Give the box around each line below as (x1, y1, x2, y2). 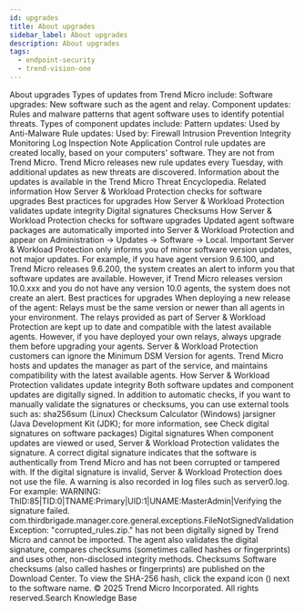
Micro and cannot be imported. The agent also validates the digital (9, 534, 258, 545)
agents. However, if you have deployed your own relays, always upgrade (9, 331, 282, 342)
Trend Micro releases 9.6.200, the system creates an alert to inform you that (9, 263, 296, 274)
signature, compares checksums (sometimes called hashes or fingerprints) (9, 544, 291, 555)
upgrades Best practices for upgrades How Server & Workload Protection (9, 195, 285, 206)
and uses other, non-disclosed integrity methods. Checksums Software (9, 553, 278, 565)
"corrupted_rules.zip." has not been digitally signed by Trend (51, 525, 279, 535)
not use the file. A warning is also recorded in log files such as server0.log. (9, 475, 289, 487)
